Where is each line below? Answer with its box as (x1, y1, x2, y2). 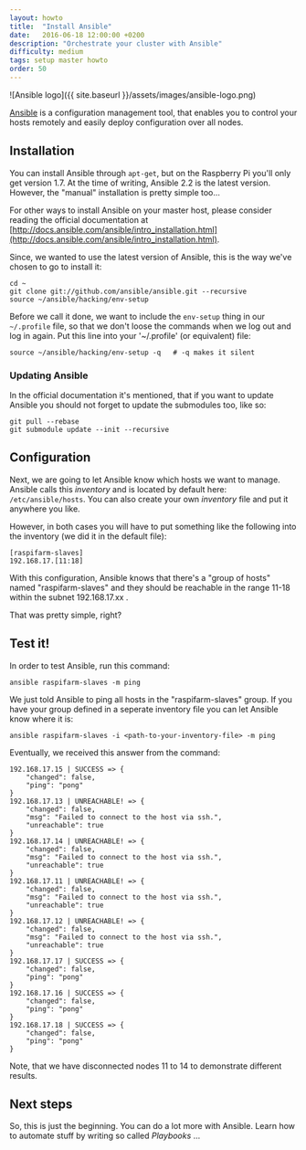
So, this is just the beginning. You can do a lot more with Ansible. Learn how (9, 1121, 295, 1132)
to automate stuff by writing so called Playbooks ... (9, 1130, 201, 1142)
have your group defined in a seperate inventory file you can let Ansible (9, 703, 279, 714)
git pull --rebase (9, 417, 79, 426)
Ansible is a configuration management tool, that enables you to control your (9, 107, 298, 118)
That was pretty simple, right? (9, 609, 121, 620)
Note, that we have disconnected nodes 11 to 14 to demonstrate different (9, 1060, 282, 1071)
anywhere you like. (9, 503, 80, 514)
